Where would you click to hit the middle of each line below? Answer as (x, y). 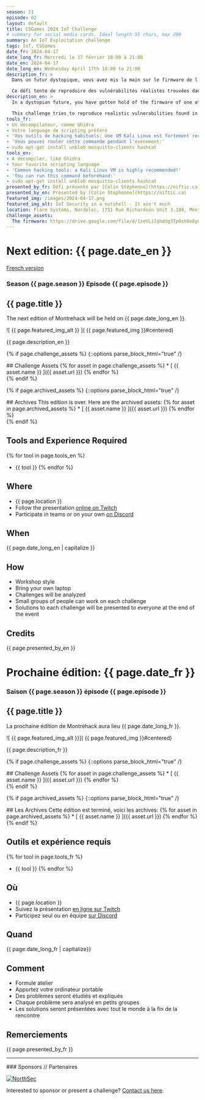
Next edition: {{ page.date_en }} (89, 251)
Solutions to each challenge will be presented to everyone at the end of (105, 608)
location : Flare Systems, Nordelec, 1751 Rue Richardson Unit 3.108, (97, 210)
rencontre (27, 1015)
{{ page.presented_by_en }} (41, 648)
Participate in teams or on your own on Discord (74, 514)
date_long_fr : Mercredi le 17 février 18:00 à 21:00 (75, 57)
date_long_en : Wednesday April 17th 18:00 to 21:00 (73, 69)
